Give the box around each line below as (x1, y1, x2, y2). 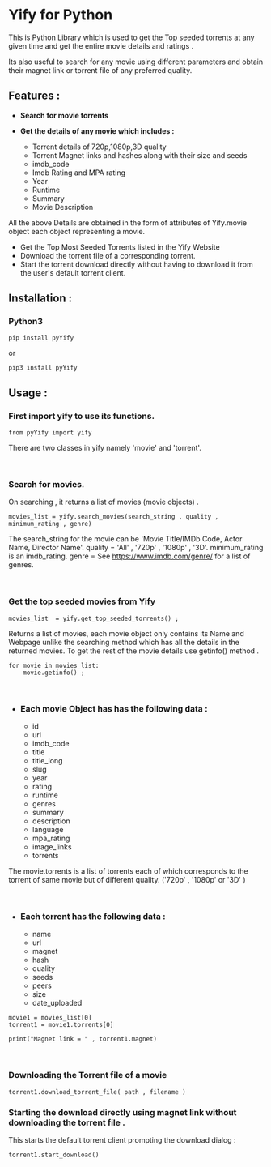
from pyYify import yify (8, 429, 92, 437)
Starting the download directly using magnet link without (8, 1106, 237, 1118)
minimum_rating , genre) (8, 520, 92, 528)
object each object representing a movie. (8, 226, 146, 236)
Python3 (8, 316, 43, 327)
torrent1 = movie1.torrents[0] (8, 1021, 114, 1029)
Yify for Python (8, 6, 113, 24)
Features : (8, 89, 61, 103)
